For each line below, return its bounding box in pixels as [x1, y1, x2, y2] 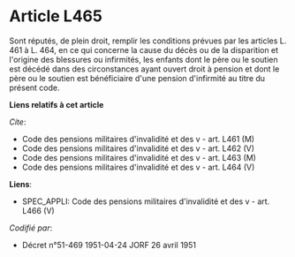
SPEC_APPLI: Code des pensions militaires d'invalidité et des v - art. [21, 196, 270, 207]
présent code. [9, 82, 60, 93]
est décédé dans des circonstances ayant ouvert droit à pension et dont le [9, 64, 280, 74]
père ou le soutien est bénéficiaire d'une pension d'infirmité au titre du [9, 72, 266, 83]
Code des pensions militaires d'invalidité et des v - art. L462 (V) [21, 143, 254, 154]
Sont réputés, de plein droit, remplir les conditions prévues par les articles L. [9, 35, 287, 46]
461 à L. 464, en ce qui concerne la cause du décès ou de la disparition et [9, 44, 279, 55]
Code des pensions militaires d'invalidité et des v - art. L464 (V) [21, 162, 255, 172]
